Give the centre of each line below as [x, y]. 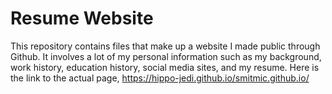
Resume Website [82, 18]
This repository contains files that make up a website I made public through [165, 46]
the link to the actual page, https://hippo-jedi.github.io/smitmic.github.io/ [160, 78]
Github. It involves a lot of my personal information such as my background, [166, 56]
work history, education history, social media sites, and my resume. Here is [165, 67]
